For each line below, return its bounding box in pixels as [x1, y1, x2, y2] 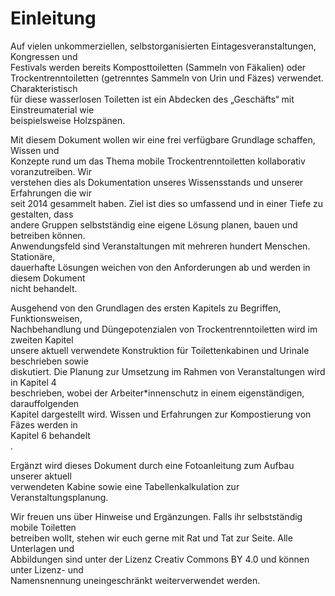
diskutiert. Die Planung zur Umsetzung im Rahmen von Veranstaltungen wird [10, 365, 326, 377]
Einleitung [10, 7, 97, 30]
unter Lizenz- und [10, 563, 84, 576]
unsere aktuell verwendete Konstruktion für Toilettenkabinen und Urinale [10, 344, 310, 356]
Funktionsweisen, [10, 312, 83, 324]
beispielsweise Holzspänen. [10, 114, 126, 126]
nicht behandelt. [10, 282, 78, 294]
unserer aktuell [10, 470, 72, 482]
